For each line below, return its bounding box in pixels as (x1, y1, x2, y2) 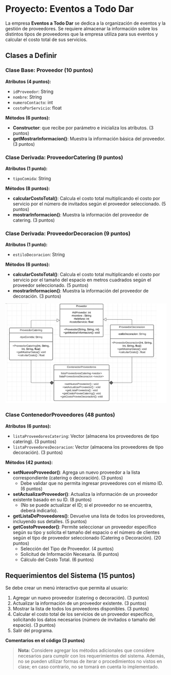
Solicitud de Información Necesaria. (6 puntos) (20, 551, 119, 557)
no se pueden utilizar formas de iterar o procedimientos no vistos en (17, 658, 162, 665)
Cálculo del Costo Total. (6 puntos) (20, 556, 94, 563)
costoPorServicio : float (12, 105, 62, 111)
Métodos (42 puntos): (5, 459, 53, 465)
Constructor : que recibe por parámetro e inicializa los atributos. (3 (12, 124, 154, 131)
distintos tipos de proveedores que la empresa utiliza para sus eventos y (5, 31, 158, 37)
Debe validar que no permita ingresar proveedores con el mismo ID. (20, 480, 163, 486)
